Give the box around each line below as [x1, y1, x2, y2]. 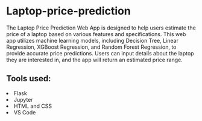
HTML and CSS [14, 102, 52, 110]
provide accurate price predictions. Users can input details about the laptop [6, 49, 194, 57]
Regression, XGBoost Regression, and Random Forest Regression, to [6, 43, 177, 51]
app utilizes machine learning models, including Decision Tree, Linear [6, 37, 179, 44]
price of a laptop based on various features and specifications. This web [6, 30, 186, 37]
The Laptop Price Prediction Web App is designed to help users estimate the [6, 24, 196, 31]
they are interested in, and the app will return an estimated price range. [6, 56, 183, 63]
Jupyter [14, 96, 33, 103]
